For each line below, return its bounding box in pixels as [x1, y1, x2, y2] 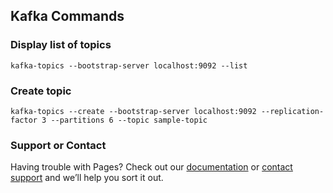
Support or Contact [10, 138, 107, 152]
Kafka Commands [10, 8, 125, 25]
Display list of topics [10, 38, 112, 52]
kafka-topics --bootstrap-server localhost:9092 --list [10, 60, 248, 71]
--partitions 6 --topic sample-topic [50, 115, 208, 125]
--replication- [260, 106, 325, 116]
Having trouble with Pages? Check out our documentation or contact [10, 161, 293, 173]
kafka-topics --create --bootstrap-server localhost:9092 [10, 106, 257, 116]
